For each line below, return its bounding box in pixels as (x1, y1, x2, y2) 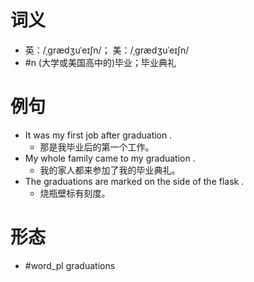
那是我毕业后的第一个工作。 (39, 141, 155, 153)
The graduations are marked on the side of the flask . (24, 175, 245, 187)
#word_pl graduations (24, 259, 116, 271)
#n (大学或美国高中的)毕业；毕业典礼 (24, 56, 177, 68)
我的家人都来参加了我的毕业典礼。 (39, 164, 181, 176)
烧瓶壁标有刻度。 (39, 187, 111, 199)
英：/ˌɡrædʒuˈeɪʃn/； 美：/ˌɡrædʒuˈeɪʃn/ (24, 44, 190, 56)
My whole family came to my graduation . (24, 152, 196, 164)
